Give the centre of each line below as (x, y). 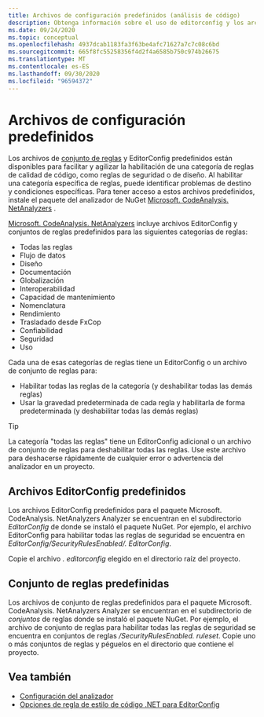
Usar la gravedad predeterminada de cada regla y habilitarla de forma (132, 403)
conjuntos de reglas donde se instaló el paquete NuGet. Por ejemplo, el (123, 619)
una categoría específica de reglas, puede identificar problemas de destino (130, 183)
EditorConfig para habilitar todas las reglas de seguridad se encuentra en (126, 536)
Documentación (45, 273)
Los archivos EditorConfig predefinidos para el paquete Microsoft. (115, 510)
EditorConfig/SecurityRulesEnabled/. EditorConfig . (90, 543)
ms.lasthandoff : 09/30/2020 (54, 74)
